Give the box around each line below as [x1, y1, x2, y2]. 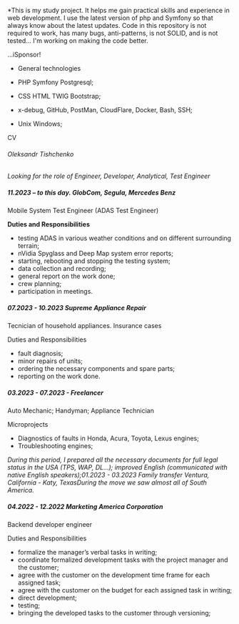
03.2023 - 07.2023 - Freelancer [7, 388, 104, 397]
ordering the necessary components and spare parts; [17, 365, 175, 373]
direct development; [17, 593, 77, 603]
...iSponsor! [7, 50, 41, 59]
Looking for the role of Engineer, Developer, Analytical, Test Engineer [7, 172, 210, 181]
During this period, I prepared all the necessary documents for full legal [7, 455, 218, 464]
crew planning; [17, 279, 62, 288]
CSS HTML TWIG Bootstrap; [17, 92, 101, 100]
